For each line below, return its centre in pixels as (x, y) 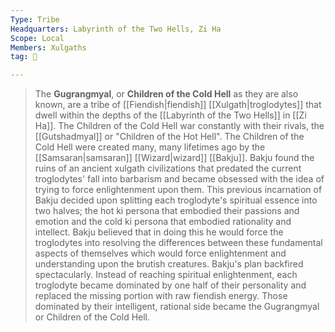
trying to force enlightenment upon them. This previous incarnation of (178, 190)
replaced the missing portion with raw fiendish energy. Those (161, 296)
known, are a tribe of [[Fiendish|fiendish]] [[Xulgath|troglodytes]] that (178, 105)
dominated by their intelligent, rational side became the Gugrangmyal (177, 307)
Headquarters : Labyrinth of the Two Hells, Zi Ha (116, 29)
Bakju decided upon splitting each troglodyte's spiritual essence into (176, 200)
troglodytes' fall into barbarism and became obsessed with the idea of (179, 179)
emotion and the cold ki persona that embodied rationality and (163, 222)
